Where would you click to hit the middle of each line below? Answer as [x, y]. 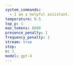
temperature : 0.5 [23, 19]
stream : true [19, 42]
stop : [11, 47]
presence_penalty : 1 [27, 33]
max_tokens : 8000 [23, 28]
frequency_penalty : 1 [28, 38]
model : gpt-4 [19, 56]
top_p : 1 [14, 24]
